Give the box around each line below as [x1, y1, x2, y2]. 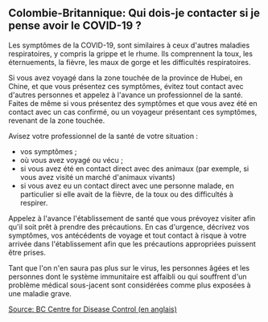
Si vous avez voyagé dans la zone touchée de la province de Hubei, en [8, 72, 243, 83]
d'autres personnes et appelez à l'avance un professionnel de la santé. [8, 90, 243, 100]
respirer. [19, 198, 48, 207]
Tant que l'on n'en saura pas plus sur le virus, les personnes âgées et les [8, 263, 250, 272]
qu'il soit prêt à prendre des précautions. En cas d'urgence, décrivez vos [8, 222, 249, 231]
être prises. [8, 247, 47, 257]
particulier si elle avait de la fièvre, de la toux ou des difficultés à [19, 189, 233, 199]
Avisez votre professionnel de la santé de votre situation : [8, 131, 199, 141]
